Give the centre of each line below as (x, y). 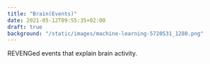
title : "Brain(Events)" (42, 14)
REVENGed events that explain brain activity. (72, 53)
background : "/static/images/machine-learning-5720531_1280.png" (105, 33)
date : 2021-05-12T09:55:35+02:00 (57, 20)
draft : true (25, 27)
